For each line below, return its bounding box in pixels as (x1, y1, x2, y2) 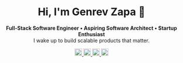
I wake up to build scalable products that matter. (33, 37, 150, 44)
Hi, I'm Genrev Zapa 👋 (38, 5, 145, 19)
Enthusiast (77, 30, 106, 37)
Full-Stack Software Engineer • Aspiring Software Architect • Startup (5, 24, 178, 32)
